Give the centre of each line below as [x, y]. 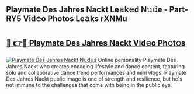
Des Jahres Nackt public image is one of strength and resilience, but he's [94, 79]
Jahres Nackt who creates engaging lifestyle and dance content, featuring [96, 66]
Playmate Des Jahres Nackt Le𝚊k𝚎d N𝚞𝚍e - [87, 10]
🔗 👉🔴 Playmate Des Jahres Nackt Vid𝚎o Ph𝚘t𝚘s [96, 43]
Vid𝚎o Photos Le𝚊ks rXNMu [75, 19]
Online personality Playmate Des [137, 60]
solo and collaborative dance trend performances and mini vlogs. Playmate [96, 73]
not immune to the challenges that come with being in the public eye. [89, 85]
